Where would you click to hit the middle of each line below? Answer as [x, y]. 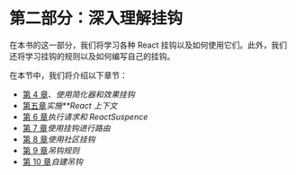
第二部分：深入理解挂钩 [96, 18]
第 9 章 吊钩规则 [51, 150]
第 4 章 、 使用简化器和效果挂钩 [78, 94]
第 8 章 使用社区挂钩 [59, 139]
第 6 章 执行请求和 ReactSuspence [85, 117]
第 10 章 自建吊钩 [53, 162]
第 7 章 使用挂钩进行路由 [66, 127]
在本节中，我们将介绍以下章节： [68, 75]
